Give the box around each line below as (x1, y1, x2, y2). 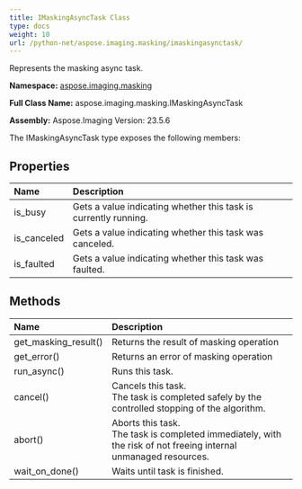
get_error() (13, 350, 60, 362)
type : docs (9, 22, 50, 31)
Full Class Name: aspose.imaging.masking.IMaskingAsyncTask (9, 98, 244, 109)
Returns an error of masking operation (111, 350, 273, 362)
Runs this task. (111, 365, 173, 378)
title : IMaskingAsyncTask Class (9, 13, 130, 22)
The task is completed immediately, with (111, 428, 281, 440)
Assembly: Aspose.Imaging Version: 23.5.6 (9, 115, 171, 126)
